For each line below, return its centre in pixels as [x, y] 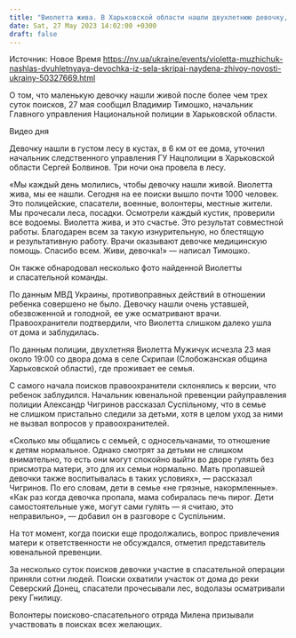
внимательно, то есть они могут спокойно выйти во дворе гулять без [141, 459]
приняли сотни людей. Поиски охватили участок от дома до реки [134, 579]
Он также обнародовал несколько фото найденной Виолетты [126, 268]
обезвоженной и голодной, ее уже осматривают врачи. [116, 314]
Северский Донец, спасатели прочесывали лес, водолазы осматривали [147, 588]
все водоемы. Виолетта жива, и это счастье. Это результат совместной [146, 222]
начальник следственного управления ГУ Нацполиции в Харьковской [142, 158]
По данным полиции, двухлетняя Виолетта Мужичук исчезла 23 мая [140, 350]
